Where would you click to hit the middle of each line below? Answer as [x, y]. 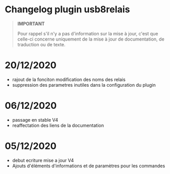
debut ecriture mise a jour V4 [43, 160]
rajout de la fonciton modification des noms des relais [69, 79]
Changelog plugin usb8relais [67, 9]
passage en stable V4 [35, 120]
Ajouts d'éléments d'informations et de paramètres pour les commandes [89, 166]
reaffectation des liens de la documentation [58, 125]
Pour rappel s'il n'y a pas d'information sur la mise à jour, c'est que [88, 33]
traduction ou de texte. [41, 44]
